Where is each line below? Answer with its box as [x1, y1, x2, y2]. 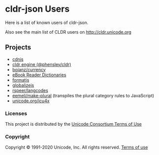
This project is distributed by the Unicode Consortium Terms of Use [5, 121, 142, 127]
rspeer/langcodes [12, 87, 48, 93]
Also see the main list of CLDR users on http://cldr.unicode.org [5, 29, 132, 35]
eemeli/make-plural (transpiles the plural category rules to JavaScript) [12, 92, 155, 98]
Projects [5, 43, 31, 52]
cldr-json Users [5, 3, 70, 15]
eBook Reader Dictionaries [12, 72, 66, 78]
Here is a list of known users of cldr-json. [5, 20, 88, 25]
